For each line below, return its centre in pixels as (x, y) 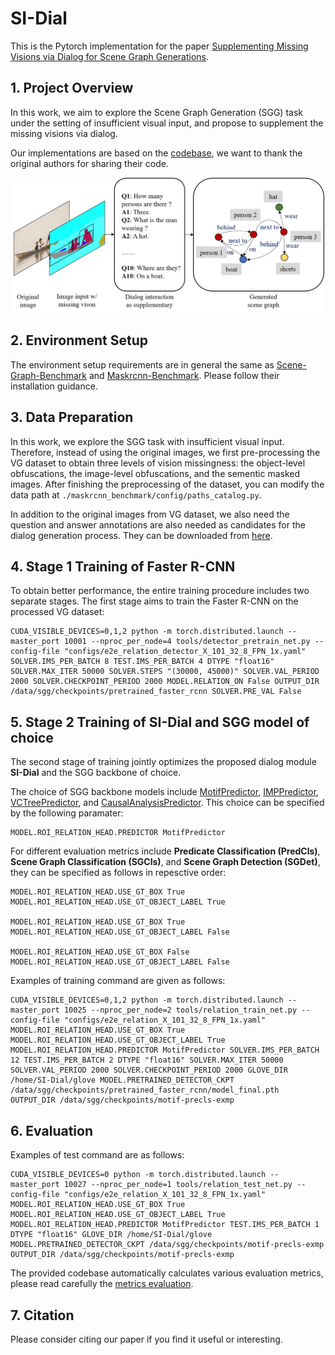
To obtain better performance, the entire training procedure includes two (160, 591)
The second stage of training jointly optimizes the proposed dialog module (163, 762)
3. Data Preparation (72, 417)
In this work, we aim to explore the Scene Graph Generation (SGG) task (156, 112)
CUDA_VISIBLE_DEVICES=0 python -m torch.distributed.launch (138, 1175)
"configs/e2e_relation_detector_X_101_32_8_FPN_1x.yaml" (185, 652)
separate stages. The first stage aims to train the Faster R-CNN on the (154, 601)
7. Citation (42, 1315)
